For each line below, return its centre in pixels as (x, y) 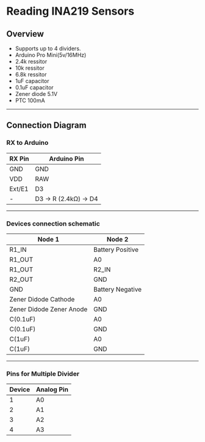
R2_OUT (21, 279)
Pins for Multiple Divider (43, 374)
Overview (25, 34)
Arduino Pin (67, 158)
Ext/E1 (19, 189)
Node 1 (49, 239)
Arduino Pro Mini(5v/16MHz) (51, 55)
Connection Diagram (46, 126)
